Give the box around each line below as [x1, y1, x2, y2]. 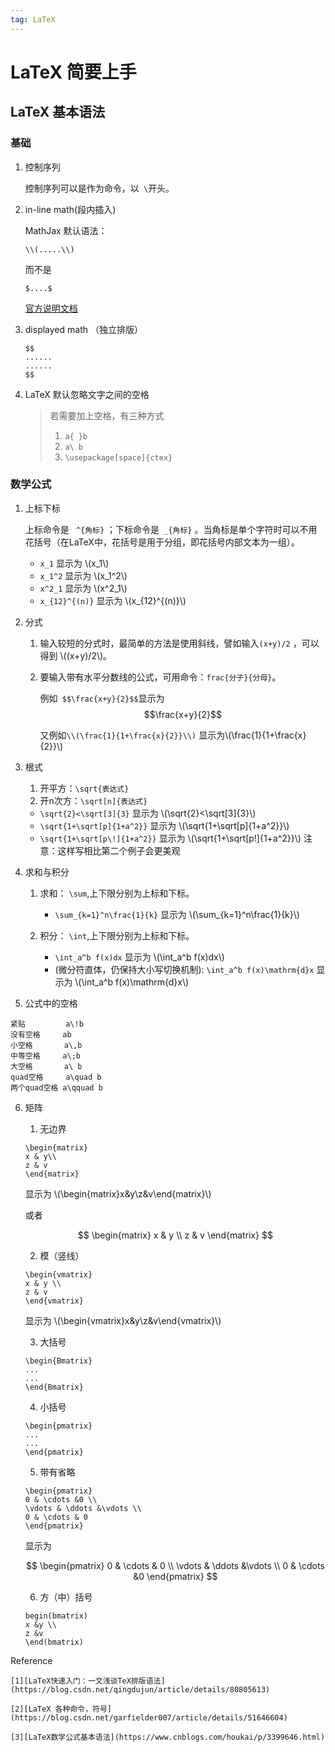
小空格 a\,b [10, 1040, 83, 1050]
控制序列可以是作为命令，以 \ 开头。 [24, 182, 175, 194]
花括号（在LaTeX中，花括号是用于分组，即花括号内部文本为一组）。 [24, 536, 300, 548]
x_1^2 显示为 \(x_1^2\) [39, 569, 128, 581]
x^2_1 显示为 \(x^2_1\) [39, 582, 128, 594]
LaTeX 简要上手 [10, 61, 137, 83]
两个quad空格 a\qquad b [10, 1082, 103, 1093]
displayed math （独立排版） [24, 323, 143, 335]
